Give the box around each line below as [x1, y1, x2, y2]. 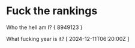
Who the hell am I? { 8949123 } [6, 24, 83, 31]
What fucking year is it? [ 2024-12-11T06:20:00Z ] [6, 35, 130, 42]
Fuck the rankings [6, 4, 98, 18]
